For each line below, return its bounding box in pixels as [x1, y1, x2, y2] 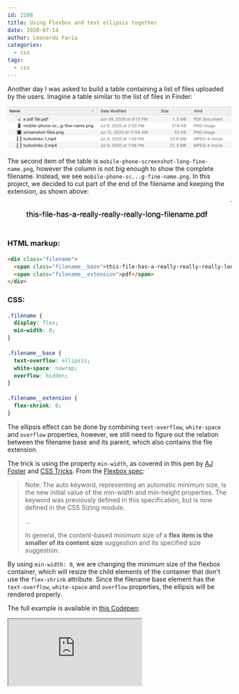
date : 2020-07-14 [7, 26, 59, 33]
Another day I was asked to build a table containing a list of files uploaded [7, 84, 224, 93]
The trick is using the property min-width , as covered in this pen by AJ [7, 459, 213, 467]
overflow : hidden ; [14, 372, 69, 379]
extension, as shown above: [7, 187, 90, 195]
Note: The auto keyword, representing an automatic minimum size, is [24, 480, 226, 489]
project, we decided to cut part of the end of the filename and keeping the [7, 179, 225, 188]
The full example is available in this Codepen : [7, 604, 140, 612]
